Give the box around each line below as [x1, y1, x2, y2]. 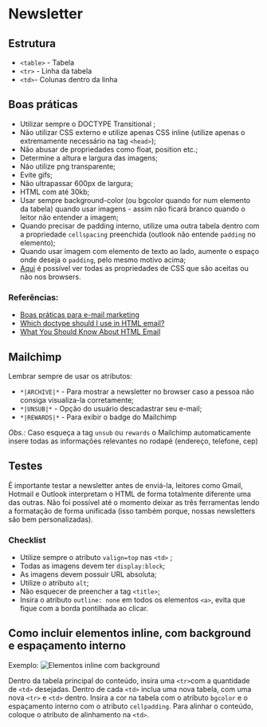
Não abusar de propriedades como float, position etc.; [19, 145, 198, 154]
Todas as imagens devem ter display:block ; [19, 561, 166, 571]
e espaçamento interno [8, 639, 126, 653]
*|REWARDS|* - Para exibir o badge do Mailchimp [19, 412, 177, 422]
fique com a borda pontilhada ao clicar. [19, 604, 149, 614]
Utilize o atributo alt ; [19, 578, 89, 588]
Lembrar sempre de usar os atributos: [8, 371, 133, 380]
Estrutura [8, 37, 57, 50]
